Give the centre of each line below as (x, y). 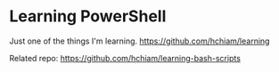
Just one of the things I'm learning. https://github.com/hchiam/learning (139, 41)
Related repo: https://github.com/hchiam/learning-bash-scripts (125, 58)
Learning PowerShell (88, 16)
